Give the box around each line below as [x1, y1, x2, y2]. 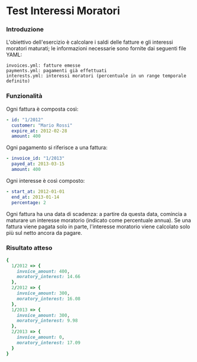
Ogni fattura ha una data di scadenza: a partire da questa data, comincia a [6, 210, 187, 217]
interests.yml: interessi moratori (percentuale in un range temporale [6, 73, 186, 79]
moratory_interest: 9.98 [17, 318, 78, 324]
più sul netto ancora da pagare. [6, 229, 83, 236]
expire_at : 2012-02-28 [11, 128, 67, 134]
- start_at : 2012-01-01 [6, 188, 65, 195]
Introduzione [6, 25, 44, 34]
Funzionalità [6, 92, 43, 100]
